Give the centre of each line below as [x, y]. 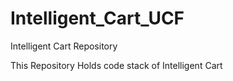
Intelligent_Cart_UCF [97, 18]
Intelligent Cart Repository [64, 46]
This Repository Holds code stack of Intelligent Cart [116, 65]
